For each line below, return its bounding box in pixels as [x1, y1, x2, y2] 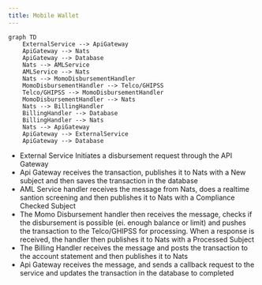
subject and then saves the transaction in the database [19, 175, 199, 186]
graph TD [8, 33, 37, 41]
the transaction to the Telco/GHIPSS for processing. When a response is [19, 226, 255, 235]
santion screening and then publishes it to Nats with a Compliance [19, 193, 235, 202]
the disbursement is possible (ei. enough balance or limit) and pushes [19, 218, 246, 227]
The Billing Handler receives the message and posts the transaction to [19, 242, 249, 253]
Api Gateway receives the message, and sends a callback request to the [19, 260, 255, 269]
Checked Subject [19, 201, 77, 210]
